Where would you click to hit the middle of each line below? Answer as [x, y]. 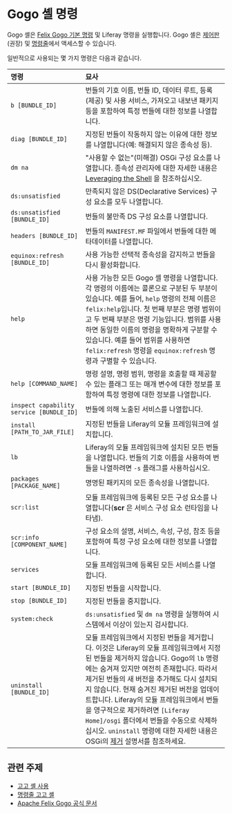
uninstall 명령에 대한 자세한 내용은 [163, 730]
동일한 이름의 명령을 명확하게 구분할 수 [158, 329]
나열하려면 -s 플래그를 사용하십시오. [155, 468]
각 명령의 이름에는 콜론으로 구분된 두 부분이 [151, 288]
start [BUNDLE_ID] [41, 588]
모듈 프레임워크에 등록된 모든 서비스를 [143, 564]
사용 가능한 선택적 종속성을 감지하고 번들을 [151, 255]
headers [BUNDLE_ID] [44, 235]
